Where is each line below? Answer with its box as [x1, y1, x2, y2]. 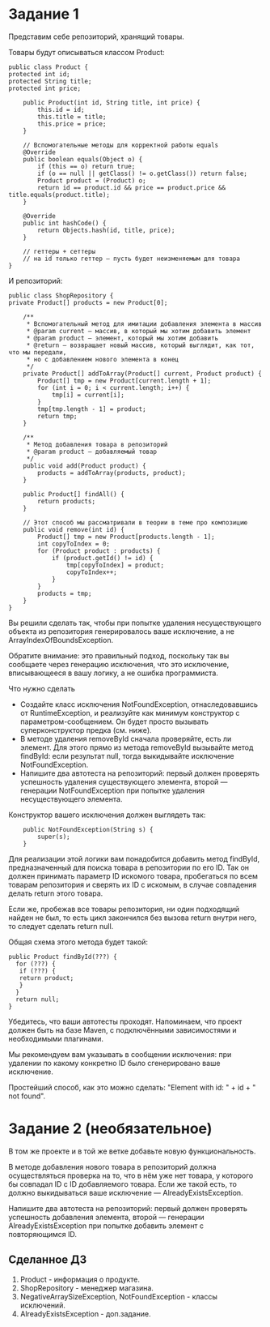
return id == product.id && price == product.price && [37, 183, 226, 191]
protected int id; [8, 70, 70, 78]
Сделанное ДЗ [8, 1253, 87, 1267]
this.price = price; [37, 119, 107, 128]
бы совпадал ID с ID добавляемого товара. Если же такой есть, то [8, 1179, 237, 1188]
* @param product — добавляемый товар [26, 447, 158, 456]
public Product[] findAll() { [23, 490, 125, 499]
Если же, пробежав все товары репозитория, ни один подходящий [8, 904, 240, 914]
